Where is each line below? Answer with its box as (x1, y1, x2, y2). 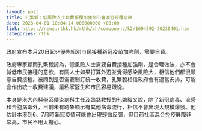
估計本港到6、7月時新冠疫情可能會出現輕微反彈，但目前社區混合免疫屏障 (6, 111, 186, 118)
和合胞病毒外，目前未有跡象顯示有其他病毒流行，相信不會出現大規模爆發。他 (6, 103, 196, 111)
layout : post (6, 8, 39, 15)
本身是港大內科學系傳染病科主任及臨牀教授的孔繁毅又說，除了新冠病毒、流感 (6, 96, 196, 103)
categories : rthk (6, 31, 50, 37)
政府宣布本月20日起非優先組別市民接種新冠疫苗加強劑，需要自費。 (6, 48, 171, 56)
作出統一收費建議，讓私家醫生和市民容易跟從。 (11, 83, 127, 90)
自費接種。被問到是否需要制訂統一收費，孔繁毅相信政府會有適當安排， (11, 76, 185, 83)
